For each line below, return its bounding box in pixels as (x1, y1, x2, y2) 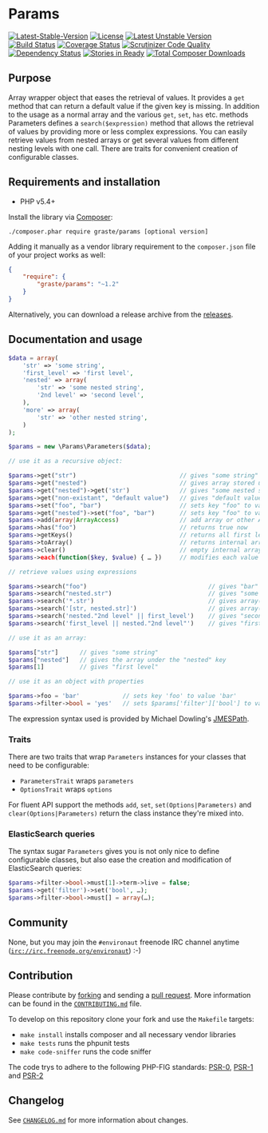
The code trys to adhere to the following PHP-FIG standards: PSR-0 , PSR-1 (8, 1062, 254, 1071)
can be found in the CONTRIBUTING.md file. (8, 999, 142, 1008)
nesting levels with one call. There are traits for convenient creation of (8, 143, 238, 153)
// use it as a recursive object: (8, 457, 124, 465)
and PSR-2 (8, 1071, 44, 1080)
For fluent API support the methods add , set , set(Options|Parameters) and (8, 800, 252, 810)
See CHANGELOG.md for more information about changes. (8, 1115, 189, 1124)
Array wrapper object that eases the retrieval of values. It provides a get (8, 93, 245, 102)
